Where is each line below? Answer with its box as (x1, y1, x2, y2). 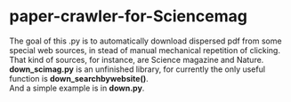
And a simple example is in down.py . (9, 82, 145, 93)
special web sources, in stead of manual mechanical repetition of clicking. (9, 44, 280, 55)
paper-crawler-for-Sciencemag (9, 6, 247, 27)
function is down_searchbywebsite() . (9, 73, 149, 83)
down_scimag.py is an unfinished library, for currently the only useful (9, 64, 265, 75)
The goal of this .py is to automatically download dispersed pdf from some (9, 35, 282, 46)
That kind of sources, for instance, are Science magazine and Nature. (9, 54, 264, 65)
